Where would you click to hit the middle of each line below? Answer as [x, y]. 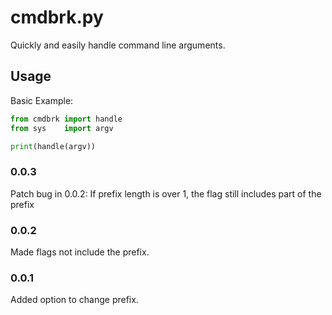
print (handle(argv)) [53, 146]
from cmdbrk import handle [66, 119]
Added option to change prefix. [74, 300]
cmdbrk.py [57, 17]
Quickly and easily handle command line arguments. [118, 45]
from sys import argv [62, 128]
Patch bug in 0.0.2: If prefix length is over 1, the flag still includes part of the [166, 193]
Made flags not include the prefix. [80, 252]
